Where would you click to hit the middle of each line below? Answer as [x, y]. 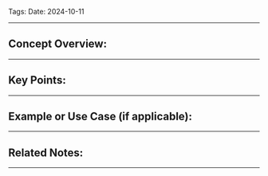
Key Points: [37, 80]
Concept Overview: [58, 44]
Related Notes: [46, 153]
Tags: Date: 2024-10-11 [46, 12]
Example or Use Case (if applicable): [100, 117]
